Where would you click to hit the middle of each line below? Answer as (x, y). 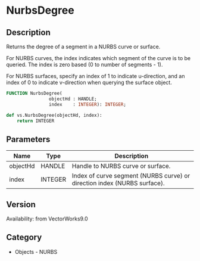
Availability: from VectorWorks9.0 (47, 219)
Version (21, 204)
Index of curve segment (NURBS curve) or (131, 176)
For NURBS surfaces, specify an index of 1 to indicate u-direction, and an (96, 76)
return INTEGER (36, 121)
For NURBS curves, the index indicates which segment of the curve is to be (99, 58)
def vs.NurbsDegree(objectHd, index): (54, 115)
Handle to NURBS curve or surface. (121, 166)
